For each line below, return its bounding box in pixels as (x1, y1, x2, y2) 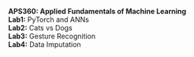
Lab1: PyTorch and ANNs (8, 15, 89, 24)
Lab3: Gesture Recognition (8, 31, 96, 41)
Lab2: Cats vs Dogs (8, 23, 73, 32)
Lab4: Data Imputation (8, 40, 81, 49)
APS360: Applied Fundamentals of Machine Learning (8, 7, 187, 16)
